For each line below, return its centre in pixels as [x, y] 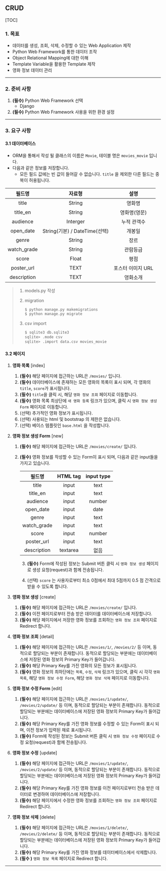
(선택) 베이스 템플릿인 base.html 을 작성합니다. [65, 425]
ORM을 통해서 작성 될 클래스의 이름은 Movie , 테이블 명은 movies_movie [80, 155]
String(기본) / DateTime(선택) [76, 231]
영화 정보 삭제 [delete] [34, 817]
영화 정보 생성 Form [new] [38, 436]
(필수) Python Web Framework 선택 [47, 100]
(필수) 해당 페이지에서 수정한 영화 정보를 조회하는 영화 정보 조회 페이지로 [88, 800]
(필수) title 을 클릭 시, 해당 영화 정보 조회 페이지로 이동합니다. [79, 395]
